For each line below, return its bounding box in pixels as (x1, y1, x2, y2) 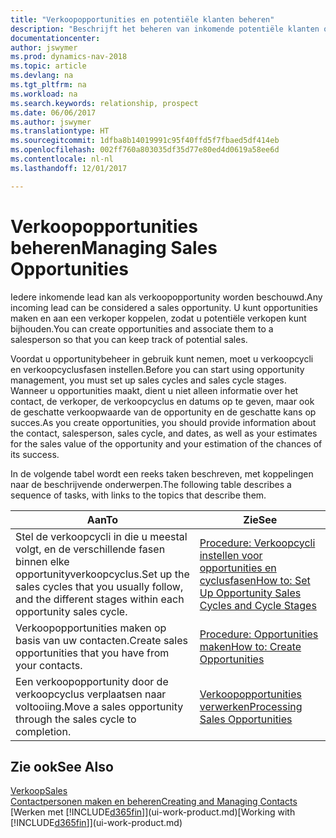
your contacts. (15, 658, 83, 672)
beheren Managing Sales (10, 236, 218, 259)
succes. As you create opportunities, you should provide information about (10, 416, 317, 428)
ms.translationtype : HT (10, 126, 110, 136)
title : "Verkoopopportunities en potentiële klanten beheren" (10, 14, 275, 25)
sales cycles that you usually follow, (15, 579, 184, 593)
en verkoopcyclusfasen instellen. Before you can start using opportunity (10, 363, 305, 375)
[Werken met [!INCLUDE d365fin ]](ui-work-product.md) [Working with (10, 806, 296, 818)
